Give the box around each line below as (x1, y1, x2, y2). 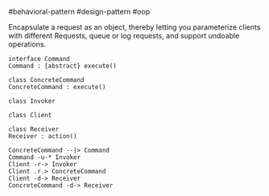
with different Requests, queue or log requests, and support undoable (8, 31, 240, 40)
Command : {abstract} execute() (8, 62, 117, 70)
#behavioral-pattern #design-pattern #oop (8, 7, 151, 16)
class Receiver (8, 125, 60, 133)
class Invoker (8, 97, 56, 105)
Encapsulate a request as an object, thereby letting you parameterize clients (8, 22, 261, 31)
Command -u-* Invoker (8, 153, 81, 161)
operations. (8, 39, 47, 49)
